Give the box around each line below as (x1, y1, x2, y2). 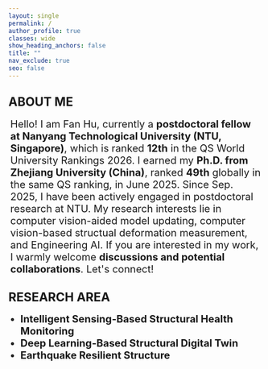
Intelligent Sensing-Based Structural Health (19, 313, 233, 326)
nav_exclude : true (8, 57, 70, 65)
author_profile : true (8, 27, 81, 35)
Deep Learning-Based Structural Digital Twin (19, 337, 239, 350)
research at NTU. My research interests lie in (10, 202, 222, 215)
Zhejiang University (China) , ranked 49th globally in (10, 166, 262, 179)
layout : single (8, 11, 60, 20)
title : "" (8, 49, 42, 57)
